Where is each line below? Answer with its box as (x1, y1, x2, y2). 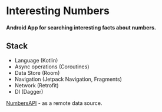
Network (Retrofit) (14, 81, 59, 89)
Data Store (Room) (14, 69, 60, 76)
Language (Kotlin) (14, 57, 58, 64)
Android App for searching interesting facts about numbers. (6, 24, 156, 31)
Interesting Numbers (6, 4, 110, 18)
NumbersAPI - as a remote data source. (6, 99, 103, 107)
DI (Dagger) (14, 88, 44, 95)
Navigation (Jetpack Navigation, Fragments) (14, 75, 123, 83)
